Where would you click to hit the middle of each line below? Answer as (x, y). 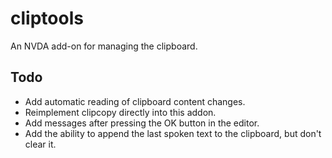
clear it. (40, 144)
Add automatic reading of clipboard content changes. (135, 101)
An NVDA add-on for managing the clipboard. (104, 46)
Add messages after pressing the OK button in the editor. (142, 123)
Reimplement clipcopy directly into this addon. (120, 112)
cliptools (47, 18)
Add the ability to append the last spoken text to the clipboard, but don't (173, 133)
